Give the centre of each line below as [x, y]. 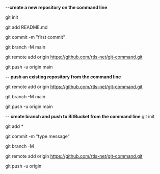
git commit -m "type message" [38, 136]
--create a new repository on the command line [56, 7]
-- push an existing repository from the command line [63, 77]
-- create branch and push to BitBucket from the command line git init [80, 116]
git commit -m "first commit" [35, 37]
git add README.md [26, 27]
